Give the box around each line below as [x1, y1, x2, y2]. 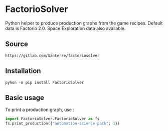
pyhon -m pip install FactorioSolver [5, 80, 84, 85]
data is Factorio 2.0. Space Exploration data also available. [5, 25, 126, 31]
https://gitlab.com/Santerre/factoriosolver [5, 53, 100, 58]
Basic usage [5, 93, 44, 102]
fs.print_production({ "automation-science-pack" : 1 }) [5, 121, 120, 126]
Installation [5, 66, 41, 75]
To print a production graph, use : [5, 106, 75, 113]
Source [5, 40, 29, 48]
